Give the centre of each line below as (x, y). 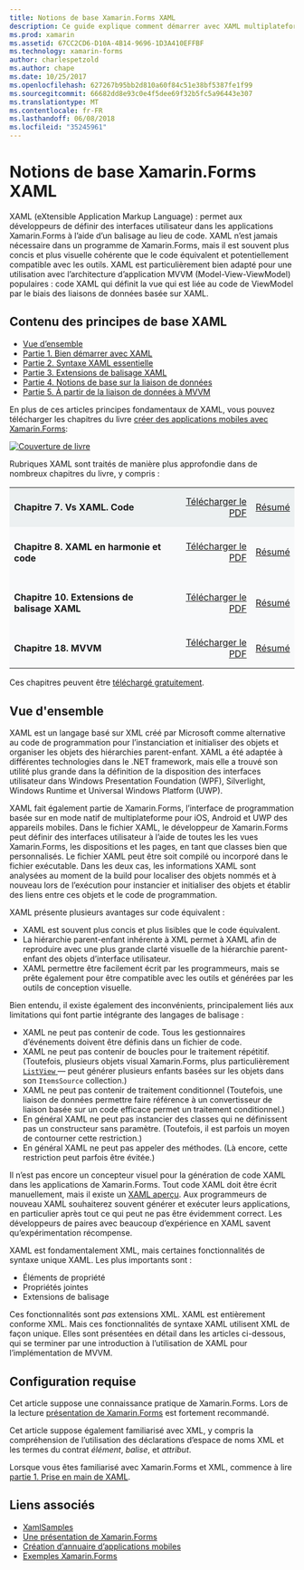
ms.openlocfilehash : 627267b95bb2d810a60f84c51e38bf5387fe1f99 (131, 85)
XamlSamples (48, 1527)
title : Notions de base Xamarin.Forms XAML (93, 18)
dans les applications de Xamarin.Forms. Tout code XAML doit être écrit (143, 1185)
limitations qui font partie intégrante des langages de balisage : (127, 1015)
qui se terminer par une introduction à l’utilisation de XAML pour (128, 1344)
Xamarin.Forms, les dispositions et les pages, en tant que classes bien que (148, 847)
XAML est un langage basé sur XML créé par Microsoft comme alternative (147, 733)
